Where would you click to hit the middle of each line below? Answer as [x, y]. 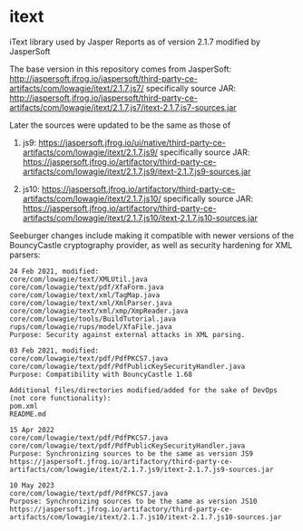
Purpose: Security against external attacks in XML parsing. [127, 334]
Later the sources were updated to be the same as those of [120, 125]
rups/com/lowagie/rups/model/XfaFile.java [91, 327]
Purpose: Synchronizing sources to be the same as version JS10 [133, 501]
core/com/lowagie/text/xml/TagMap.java [85, 295]
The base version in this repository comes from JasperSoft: [121, 69]
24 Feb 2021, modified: [54, 271]
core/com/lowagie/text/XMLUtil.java [78, 279]
